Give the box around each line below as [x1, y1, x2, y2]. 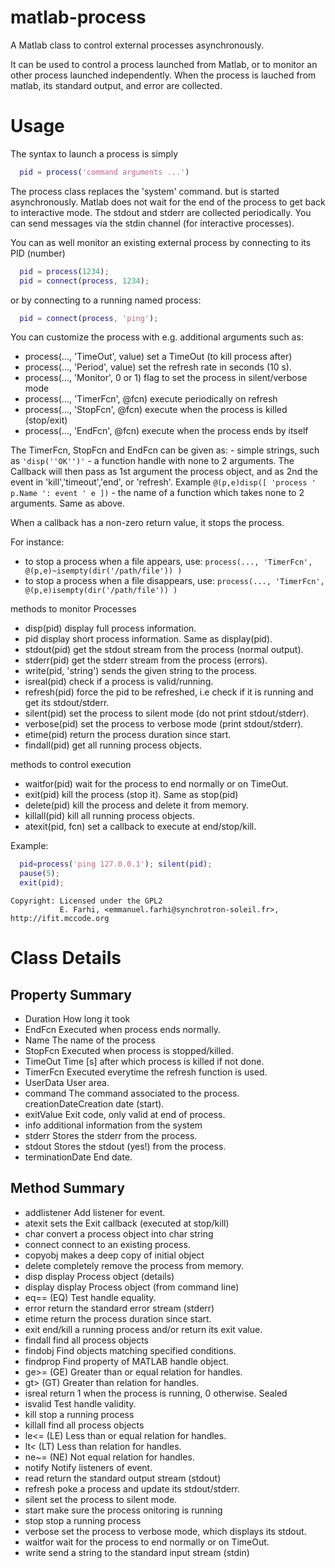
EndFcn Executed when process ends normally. [24, 1024, 222, 1035]
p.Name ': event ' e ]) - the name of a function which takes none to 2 [10, 487, 305, 499]
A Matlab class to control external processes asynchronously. [10, 39, 265, 51]
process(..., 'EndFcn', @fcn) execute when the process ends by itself [24, 425, 309, 437]
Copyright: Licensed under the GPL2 [10, 896, 163, 906]
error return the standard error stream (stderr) [24, 1302, 215, 1314]
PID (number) [10, 247, 66, 259]
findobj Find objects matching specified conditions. [24, 1344, 237, 1356]
